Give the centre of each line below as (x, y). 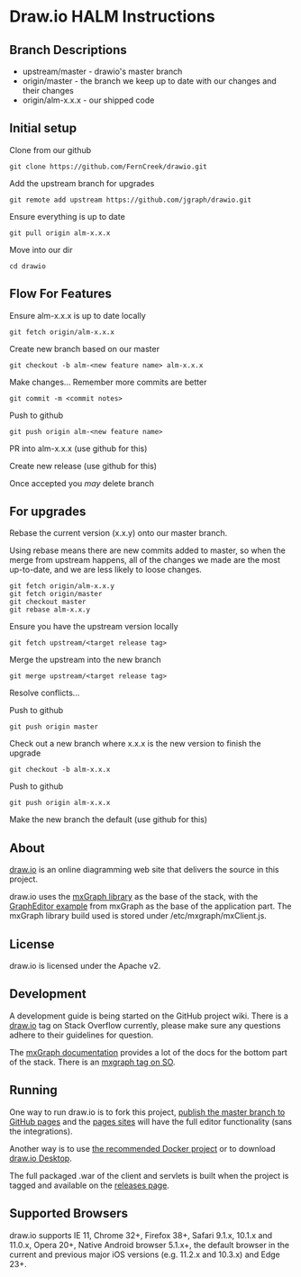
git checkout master (48, 602)
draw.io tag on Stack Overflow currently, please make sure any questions (145, 1025)
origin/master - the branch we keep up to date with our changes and (149, 81)
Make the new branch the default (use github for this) (109, 820)
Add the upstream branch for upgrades (82, 183)
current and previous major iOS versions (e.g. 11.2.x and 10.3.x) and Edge (145, 1254)
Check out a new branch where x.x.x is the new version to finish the (135, 744)
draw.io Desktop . (41, 1158)
